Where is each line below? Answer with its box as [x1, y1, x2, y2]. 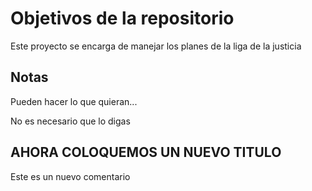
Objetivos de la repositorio [10, 7, 235, 30]
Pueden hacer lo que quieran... [10, 95, 138, 107]
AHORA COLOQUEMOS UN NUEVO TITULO [10, 144, 282, 161]
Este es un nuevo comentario [10, 170, 131, 182]
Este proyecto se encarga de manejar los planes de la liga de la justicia [10, 40, 302, 52]
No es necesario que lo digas [10, 115, 131, 127]
